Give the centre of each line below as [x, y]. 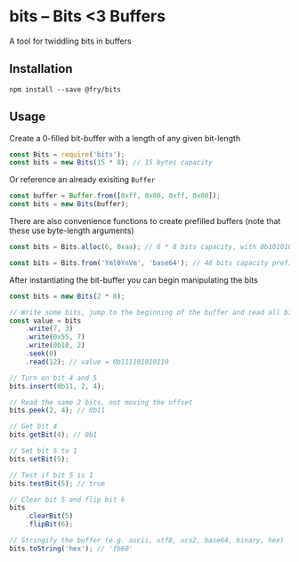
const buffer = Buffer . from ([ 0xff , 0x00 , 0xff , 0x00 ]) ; [115, 196]
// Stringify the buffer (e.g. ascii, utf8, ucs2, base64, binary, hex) [147, 541]
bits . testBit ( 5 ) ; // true [57, 483]
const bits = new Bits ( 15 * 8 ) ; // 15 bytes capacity [111, 163]
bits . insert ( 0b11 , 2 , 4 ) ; [57, 386]
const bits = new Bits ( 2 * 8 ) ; [67, 296]
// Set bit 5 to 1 [43, 451]
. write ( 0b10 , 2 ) [56, 345]
